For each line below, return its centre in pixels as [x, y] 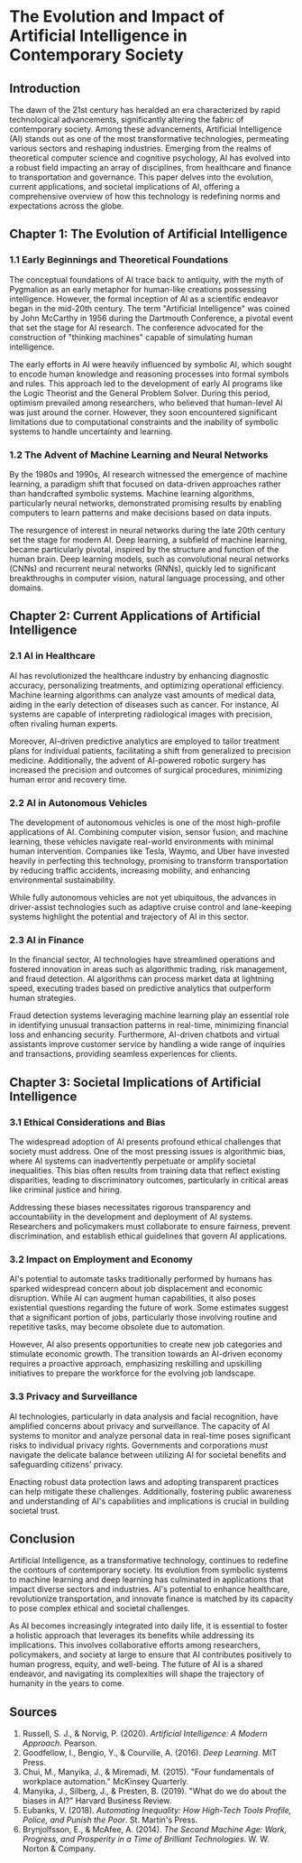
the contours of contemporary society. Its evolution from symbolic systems [149, 1570]
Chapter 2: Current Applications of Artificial [135, 616]
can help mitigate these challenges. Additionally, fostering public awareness [151, 1491]
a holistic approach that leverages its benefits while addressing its [132, 1636]
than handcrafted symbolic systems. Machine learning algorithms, [132, 493]
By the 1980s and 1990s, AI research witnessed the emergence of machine [149, 474]
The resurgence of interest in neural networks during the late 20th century [147, 530]
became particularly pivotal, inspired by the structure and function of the [144, 549]
